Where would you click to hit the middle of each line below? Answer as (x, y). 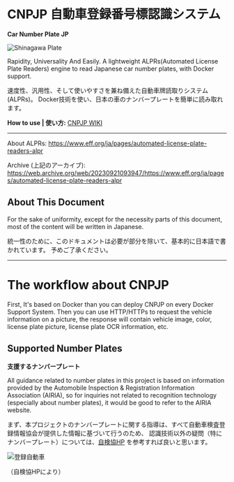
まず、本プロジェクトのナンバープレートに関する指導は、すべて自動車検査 (113, 424)
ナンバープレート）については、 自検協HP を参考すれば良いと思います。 (109, 441)
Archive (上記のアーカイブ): (46, 165)
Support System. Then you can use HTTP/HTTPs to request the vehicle (110, 312)
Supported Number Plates (65, 349)
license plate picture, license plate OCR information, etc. (88, 326)
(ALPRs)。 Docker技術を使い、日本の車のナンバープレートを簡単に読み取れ (115, 99)
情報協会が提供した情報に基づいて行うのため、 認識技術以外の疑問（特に (118, 433)
